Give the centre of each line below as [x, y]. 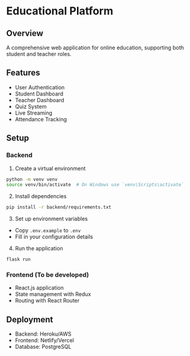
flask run [19, 259]
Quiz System [31, 106]
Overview [25, 33]
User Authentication [40, 87]
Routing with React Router [47, 301]
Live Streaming [34, 113]
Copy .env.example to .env [48, 231]
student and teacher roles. [39, 54]
